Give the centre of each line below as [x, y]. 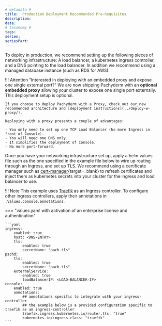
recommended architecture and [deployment [48, 108]
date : [10, 23]
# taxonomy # [18, 28]
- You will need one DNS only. [37, 138]
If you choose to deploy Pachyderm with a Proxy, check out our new [75, 104]
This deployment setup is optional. [39, 95]
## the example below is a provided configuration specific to [87, 305]
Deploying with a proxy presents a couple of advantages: [65, 121]
